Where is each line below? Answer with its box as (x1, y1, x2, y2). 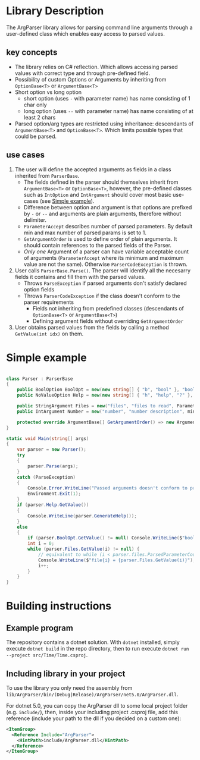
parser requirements (23, 299, 74, 306)
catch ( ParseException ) (17, 474, 76, 480)
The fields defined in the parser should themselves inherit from (23, 178, 179, 186)
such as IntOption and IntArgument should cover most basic (23, 191, 171, 198)
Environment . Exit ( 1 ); (27, 491, 82, 497)
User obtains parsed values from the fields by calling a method (14, 324, 170, 331)
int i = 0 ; (27, 541, 55, 547)
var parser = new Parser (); (17, 447, 86, 453)
